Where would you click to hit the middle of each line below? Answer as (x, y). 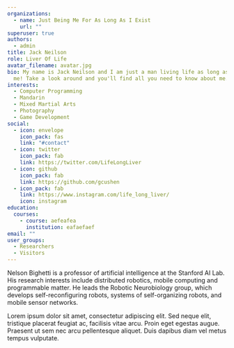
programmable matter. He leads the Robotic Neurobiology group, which (110, 287)
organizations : (29, 14)
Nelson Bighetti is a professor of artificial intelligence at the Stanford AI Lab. (116, 273)
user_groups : (26, 240)
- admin (25, 46)
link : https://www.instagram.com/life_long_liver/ (95, 195)
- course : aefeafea (48, 221)
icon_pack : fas (42, 136)
